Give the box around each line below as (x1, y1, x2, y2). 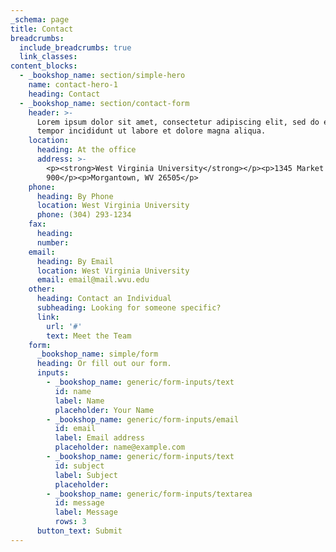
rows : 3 (54, 517, 87, 527)
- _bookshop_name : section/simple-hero (19, 71, 186, 81)
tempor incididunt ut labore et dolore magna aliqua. (36, 126, 267, 136)
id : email (54, 424, 97, 434)
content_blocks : (10, 61, 78, 71)
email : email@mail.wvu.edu (36, 275, 150, 285)
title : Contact (10, 24, 74, 34)
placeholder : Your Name (54, 405, 155, 415)
